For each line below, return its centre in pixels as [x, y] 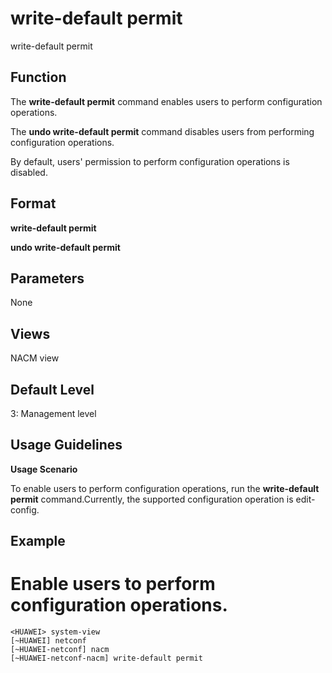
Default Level [52, 389]
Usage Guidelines [66, 445]
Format [33, 203]
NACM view [35, 358]
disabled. [29, 172]
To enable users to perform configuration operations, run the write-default [165, 488]
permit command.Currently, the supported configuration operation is [152, 499]
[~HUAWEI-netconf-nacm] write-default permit [106, 658]
